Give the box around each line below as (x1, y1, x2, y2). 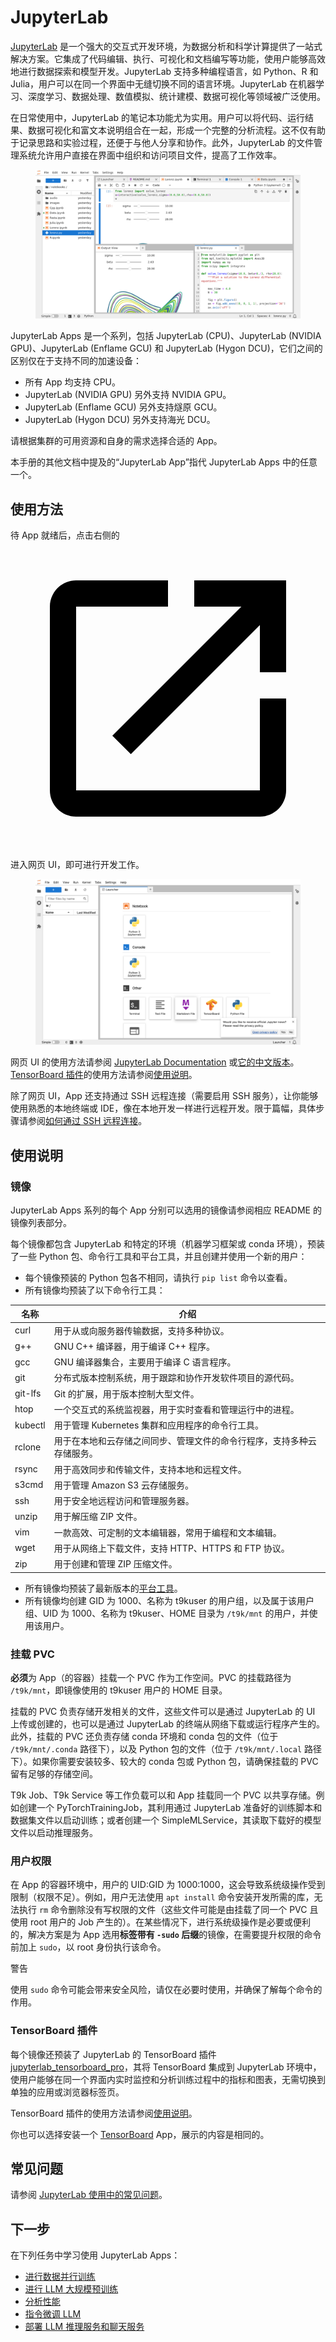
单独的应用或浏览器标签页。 (10, 2086, 125, 2098)
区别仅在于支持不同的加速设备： (10, 355, 142, 367)
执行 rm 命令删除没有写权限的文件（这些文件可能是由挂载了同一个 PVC (18, 1904, 308, 1916)
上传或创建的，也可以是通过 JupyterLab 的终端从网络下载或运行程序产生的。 (10, 1717, 325, 1730)
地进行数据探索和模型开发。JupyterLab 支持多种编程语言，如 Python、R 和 (10, 65, 319, 77)
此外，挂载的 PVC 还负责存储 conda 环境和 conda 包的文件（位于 (10, 1730, 279, 1742)
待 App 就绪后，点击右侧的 (10, 529, 120, 541)
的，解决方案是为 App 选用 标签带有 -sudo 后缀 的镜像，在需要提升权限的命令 (10, 1929, 322, 1941)
